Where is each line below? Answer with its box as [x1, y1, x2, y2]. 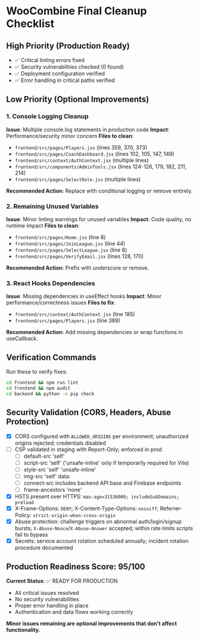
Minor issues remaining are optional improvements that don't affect [6, 620, 177, 627]
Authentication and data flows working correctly [14, 609, 133, 616]
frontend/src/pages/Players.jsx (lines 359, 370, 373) [14, 143, 148, 151]
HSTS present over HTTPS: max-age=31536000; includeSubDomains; [14, 493, 180, 500]
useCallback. [6, 335, 38, 342]
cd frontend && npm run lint [6, 380, 79, 386]
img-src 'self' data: [23, 472, 71, 479]
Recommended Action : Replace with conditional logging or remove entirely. [6, 187, 193, 194]
